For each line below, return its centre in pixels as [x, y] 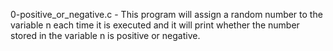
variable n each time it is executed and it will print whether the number [155, 25]
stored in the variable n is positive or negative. [105, 35]
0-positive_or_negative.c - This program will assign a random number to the [166, 14]
